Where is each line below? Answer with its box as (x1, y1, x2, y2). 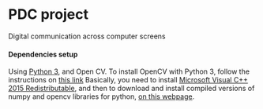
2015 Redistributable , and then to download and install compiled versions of (8, 84, 255, 93)
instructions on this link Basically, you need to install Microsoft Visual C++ (8, 75, 249, 85)
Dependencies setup (8, 49, 78, 59)
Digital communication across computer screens (8, 31, 166, 41)
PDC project (8, 5, 89, 24)
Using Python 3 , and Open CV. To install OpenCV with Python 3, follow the (8, 67, 250, 76)
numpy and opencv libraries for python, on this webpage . (8, 92, 195, 101)
